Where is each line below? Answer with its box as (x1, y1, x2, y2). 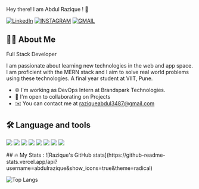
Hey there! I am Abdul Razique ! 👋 (6, 6, 89, 13)
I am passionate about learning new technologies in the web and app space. (6, 62, 194, 69)
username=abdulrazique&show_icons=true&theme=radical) (6, 164, 153, 172)
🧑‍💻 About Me (6, 35, 56, 45)
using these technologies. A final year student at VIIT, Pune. (6, 75, 153, 82)
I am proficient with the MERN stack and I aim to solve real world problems (6, 68, 189, 75)
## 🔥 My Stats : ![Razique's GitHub (6, 151, 92, 158)
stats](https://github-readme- (92, 151, 166, 158)
